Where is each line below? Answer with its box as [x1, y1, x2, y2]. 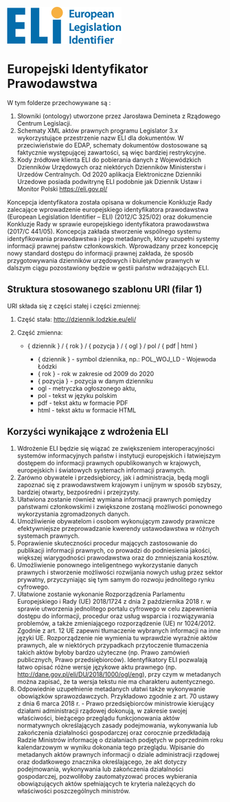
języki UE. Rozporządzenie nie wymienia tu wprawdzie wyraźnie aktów [16, 633, 218, 641]
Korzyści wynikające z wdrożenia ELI [7, 426, 169, 438]
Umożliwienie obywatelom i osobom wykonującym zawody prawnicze [16, 517, 215, 525]
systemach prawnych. [16, 532, 80, 540]
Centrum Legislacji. [16, 119, 72, 127]
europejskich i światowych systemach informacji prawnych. [16, 466, 186, 474]
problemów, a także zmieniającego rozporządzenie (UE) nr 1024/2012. [16, 619, 216, 627]
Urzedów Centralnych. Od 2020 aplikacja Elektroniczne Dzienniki [16, 170, 202, 178]
